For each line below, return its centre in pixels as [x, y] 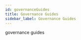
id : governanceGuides [27, 10]
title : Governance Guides [32, 14]
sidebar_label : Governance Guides [41, 19]
